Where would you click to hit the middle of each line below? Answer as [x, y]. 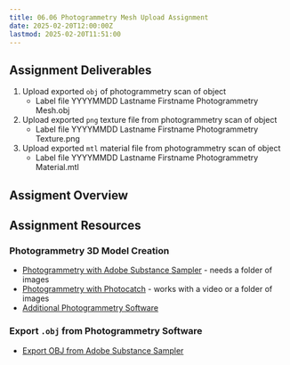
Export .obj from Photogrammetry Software [106, 331]
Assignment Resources [75, 225]
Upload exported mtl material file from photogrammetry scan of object [151, 149]
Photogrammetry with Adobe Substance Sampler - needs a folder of [147, 270]
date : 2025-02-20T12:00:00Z [61, 26]
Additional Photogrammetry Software [90, 308]
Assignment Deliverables [81, 70]
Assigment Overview [69, 195]
